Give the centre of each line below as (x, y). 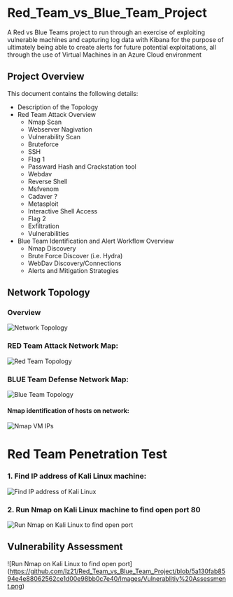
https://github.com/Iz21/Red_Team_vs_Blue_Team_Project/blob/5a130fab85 (118, 571)
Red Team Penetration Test (87, 455)
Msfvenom (43, 189)
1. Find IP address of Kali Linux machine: (77, 476)
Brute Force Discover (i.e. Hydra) (75, 255)
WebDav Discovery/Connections (75, 263)
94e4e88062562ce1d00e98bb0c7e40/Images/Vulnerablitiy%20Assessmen (116, 578)
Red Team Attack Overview (57, 114)
